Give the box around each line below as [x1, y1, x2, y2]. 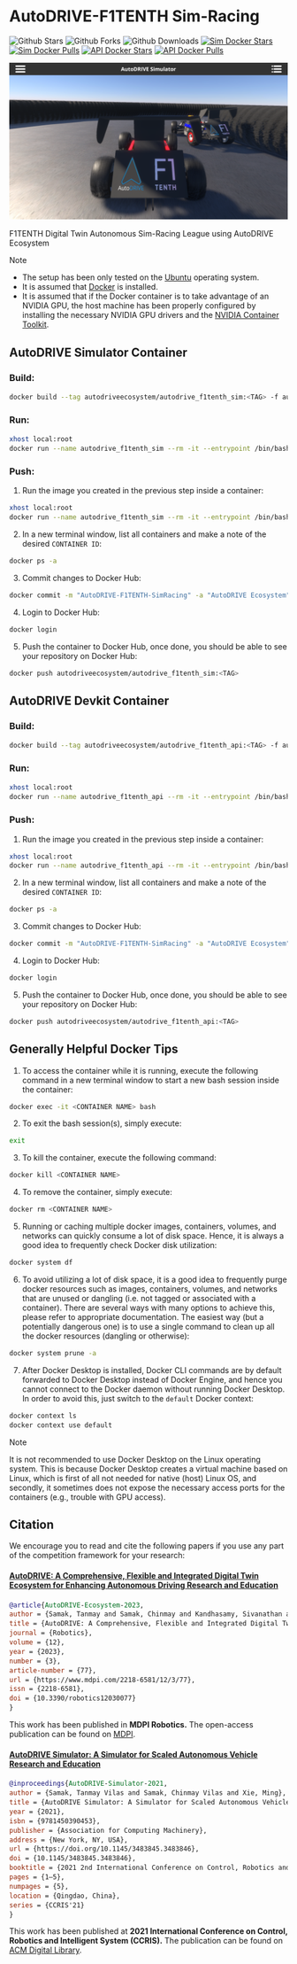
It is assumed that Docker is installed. [21, 282, 159, 292]
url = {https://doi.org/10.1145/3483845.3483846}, [9, 1844, 200, 1853]
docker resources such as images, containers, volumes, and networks [21, 1283, 278, 1294]
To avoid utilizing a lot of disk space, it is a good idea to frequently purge [21, 1274, 287, 1285]
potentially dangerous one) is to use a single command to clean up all [21, 1321, 276, 1331]
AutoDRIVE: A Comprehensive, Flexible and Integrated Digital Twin [9, 1570, 259, 1580]
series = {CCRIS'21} [9, 1900, 86, 1910]
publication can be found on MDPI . [9, 1729, 135, 1740]
